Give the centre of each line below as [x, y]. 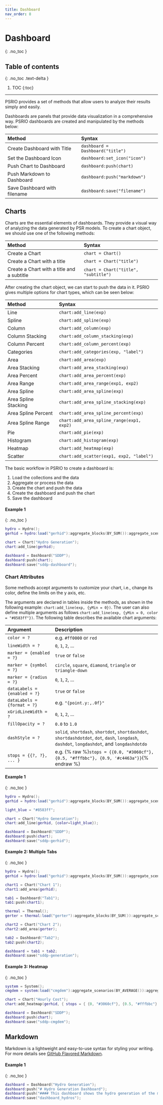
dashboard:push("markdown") [113, 177]
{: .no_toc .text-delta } [27, 79]
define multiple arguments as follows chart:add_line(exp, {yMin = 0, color [81, 612]
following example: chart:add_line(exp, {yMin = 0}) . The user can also [77, 607]
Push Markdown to [29, 174]
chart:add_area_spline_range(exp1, [100, 421]
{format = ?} [23, 705]
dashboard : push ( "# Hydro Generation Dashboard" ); [56, 1089]
